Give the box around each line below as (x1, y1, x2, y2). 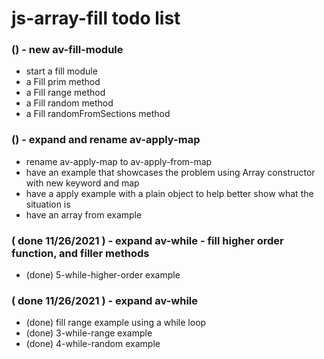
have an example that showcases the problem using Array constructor (25, 166, 316, 178)
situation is (25, 198, 71, 210)
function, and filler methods (11, 246, 150, 260)
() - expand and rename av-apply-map (11, 133, 201, 147)
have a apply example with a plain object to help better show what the (25, 187, 314, 199)
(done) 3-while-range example (25, 327, 153, 339)
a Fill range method (25, 87, 106, 99)
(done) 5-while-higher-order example (25, 269, 181, 281)
